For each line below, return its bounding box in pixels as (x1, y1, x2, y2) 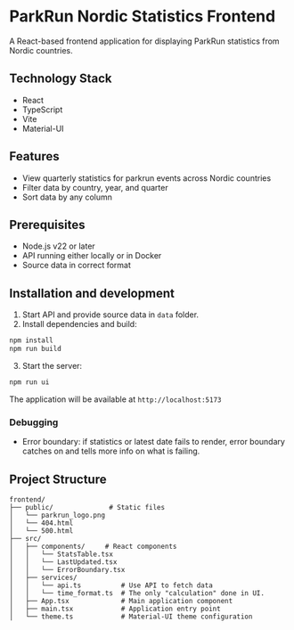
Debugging (9, 416, 59, 429)
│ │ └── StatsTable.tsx (9, 550, 114, 559)
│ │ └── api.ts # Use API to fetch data (9, 581, 214, 590)
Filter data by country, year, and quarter (21, 182, 168, 192)
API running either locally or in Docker (21, 250, 162, 261)
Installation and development (9, 285, 176, 300)
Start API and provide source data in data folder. (21, 309, 199, 320)
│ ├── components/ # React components (9, 542, 177, 551)
